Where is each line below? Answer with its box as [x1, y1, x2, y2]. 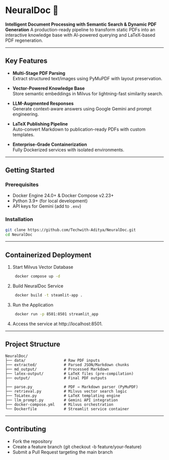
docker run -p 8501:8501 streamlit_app [15, 312, 99, 317]
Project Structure [5, 340, 60, 349]
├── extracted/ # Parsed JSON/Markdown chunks [5, 362, 129, 367]
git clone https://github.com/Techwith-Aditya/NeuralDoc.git [5, 227, 136, 233]
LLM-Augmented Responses [12, 100, 74, 106]
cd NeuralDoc [5, 232, 33, 237]
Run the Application [12, 302, 54, 308]
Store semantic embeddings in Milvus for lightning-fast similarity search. [12, 90, 163, 96]
